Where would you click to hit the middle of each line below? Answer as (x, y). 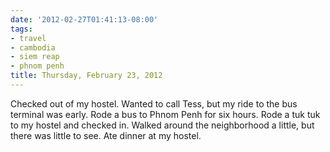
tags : (21, 29)
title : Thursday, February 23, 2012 (86, 76)
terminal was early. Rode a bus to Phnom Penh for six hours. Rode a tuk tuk (165, 114)
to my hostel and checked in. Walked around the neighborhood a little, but (162, 125)
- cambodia (33, 47)
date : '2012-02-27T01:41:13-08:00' (84, 19)
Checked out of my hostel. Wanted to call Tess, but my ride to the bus (154, 103)
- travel (28, 38)
